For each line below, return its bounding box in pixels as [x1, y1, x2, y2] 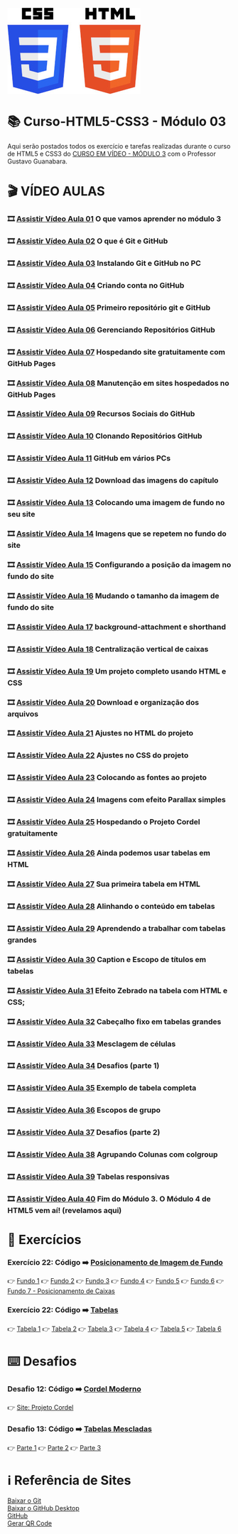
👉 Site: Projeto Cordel [7, 1403, 74, 1412]
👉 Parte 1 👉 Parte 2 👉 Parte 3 [7, 1443, 102, 1452]
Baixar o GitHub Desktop [7, 1503, 80, 1512]
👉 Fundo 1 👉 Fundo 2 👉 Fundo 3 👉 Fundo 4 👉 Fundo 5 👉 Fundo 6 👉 [7, 1277, 225, 1285]
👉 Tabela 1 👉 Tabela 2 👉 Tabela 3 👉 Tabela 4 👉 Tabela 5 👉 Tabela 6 [7, 1324, 222, 1333]
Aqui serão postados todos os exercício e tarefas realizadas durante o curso [7, 141, 231, 150]
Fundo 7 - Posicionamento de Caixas [7, 1287, 115, 1295]
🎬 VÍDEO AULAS [7, 183, 105, 200]
